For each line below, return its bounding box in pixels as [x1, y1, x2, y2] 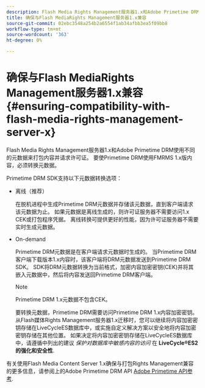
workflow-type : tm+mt [6, 26, 62, 32]
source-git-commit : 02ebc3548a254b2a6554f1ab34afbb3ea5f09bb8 [6, 20, 168, 26]
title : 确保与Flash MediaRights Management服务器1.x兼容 [6, 15, 147, 21]
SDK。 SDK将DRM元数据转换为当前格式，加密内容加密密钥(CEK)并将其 [15, 263, 194, 270]
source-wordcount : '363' [6, 32, 70, 38]
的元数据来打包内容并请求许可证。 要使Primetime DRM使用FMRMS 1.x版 [6, 154, 187, 161]
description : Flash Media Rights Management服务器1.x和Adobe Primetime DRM [6, 9, 200, 15]
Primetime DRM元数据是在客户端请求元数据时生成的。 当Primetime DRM [15, 248, 197, 255]
